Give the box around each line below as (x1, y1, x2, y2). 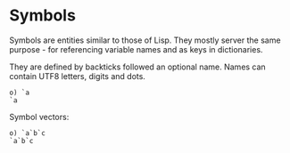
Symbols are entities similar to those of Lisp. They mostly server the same (9, 35, 281, 45)
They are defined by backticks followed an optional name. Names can (9, 61, 266, 72)
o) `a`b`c (9, 128, 46, 138)
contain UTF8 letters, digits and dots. (9, 70, 145, 81)
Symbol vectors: (9, 111, 70, 122)
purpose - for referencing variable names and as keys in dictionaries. (9, 44, 263, 54)
